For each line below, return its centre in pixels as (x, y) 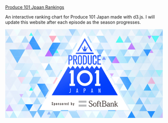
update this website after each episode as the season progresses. (73, 22)
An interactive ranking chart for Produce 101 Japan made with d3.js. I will (80, 17)
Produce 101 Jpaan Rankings (35, 7)
